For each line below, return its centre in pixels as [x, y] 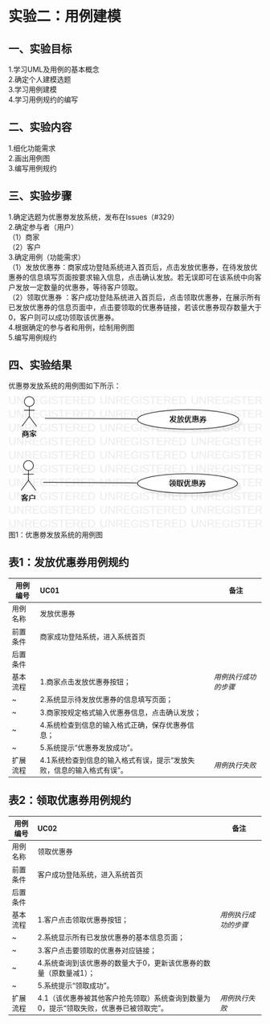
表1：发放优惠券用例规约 [69, 563]
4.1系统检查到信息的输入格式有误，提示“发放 [114, 761]
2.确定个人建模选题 [40, 80]
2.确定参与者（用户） [43, 226]
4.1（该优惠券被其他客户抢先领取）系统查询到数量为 [124, 998]
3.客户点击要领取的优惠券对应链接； [97, 950]
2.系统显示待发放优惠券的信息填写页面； [106, 700]
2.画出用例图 [29, 158]
